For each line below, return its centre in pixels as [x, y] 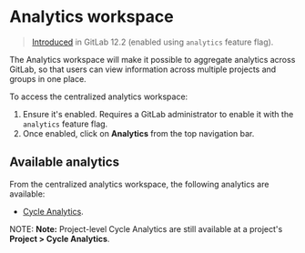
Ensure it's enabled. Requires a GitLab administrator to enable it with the [158, 114]
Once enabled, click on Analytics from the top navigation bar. [138, 133]
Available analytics [65, 162]
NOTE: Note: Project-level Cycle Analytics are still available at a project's [146, 228]
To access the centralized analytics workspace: [99, 96]
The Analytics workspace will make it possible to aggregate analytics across [152, 59]
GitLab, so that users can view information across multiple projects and [143, 69]
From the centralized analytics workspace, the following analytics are [139, 184]
